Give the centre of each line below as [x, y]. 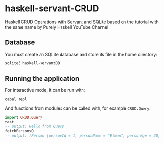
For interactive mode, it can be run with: [45, 90]
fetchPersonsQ [20, 131]
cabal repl [16, 99]
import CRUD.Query [24, 118]
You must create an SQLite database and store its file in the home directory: [81, 54]
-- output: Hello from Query [35, 127]
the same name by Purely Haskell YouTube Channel [57, 27]
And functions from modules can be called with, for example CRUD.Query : [78, 108]
